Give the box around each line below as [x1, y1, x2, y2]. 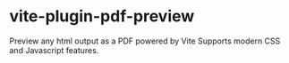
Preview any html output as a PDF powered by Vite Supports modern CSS [9, 35, 281, 46]
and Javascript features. [9, 44, 99, 55]
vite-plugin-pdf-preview [9, 6, 195, 27]
